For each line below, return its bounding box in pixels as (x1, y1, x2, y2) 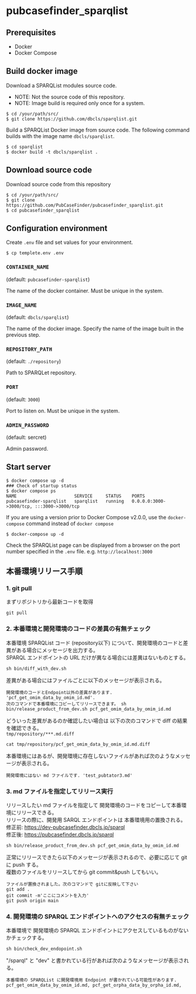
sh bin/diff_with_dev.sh (6, 666, 67, 671)
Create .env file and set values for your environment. (6, 239, 133, 246)
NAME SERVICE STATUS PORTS (6, 493, 145, 499)
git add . (6, 886, 30, 892)
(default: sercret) (6, 434, 47, 441)
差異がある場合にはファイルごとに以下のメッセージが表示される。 (6, 677, 165, 684)
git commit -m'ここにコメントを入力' (6, 893, 90, 899)
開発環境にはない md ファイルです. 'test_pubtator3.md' (6, 773, 133, 778)
